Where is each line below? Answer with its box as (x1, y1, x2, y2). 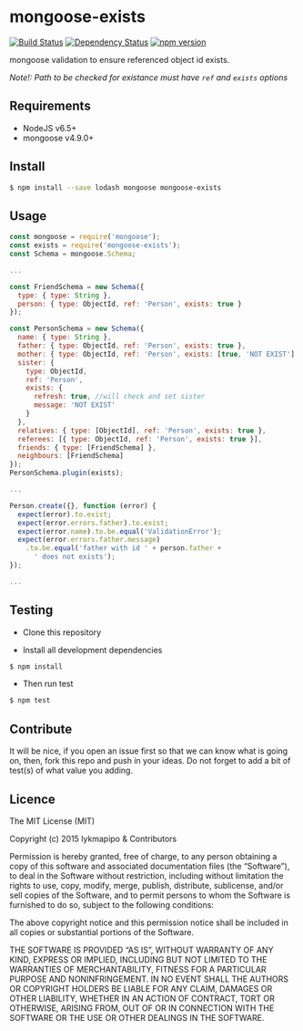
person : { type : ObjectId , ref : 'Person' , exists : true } (17, 299, 243, 308)
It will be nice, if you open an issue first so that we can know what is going (9, 745, 288, 756)
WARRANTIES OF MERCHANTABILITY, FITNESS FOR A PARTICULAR (9, 963, 267, 974)
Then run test (22, 678, 74, 690)
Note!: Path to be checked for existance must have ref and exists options (9, 71, 288, 83)
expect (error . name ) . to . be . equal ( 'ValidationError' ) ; (17, 526, 222, 536)
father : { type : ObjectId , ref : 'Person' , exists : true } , (17, 341, 247, 350)
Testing (9, 602, 54, 618)
